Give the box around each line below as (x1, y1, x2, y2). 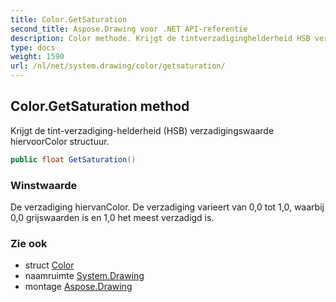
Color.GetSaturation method (10, 98, 190, 115)
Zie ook (10, 236, 48, 250)
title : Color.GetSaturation (10, 14, 128, 25)
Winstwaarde (10, 178, 78, 192)
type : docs (10, 42, 56, 53)
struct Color (24, 259, 75, 271)
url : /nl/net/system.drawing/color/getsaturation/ (10, 61, 226, 71)
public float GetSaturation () (10, 154, 137, 165)
